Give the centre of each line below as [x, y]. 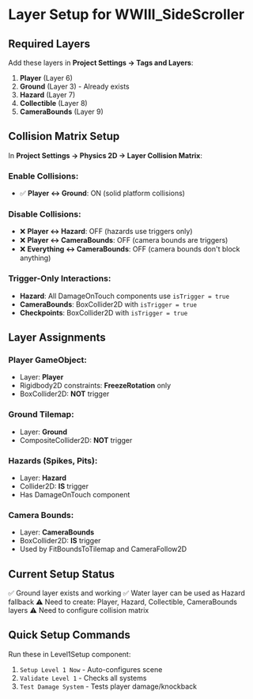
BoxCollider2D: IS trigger [60, 541]
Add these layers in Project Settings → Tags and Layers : [101, 62]
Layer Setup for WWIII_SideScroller [126, 15]
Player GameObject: [47, 360]
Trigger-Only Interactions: [60, 278]
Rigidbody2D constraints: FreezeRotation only [95, 386]
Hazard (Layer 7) [47, 95]
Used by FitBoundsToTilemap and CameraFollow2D [103, 549]
